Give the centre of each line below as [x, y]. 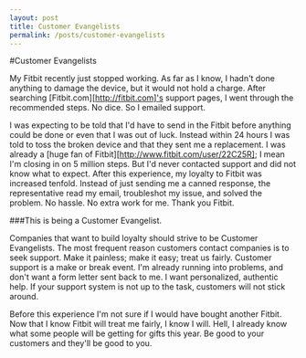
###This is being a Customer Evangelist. [86, 221]
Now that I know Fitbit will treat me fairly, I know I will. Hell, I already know [148, 324]
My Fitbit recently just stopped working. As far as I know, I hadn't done [142, 79]
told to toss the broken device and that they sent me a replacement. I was [148, 145]
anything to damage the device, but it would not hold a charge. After [138, 89]
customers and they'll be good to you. [81, 343]
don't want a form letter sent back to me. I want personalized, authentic [144, 277]
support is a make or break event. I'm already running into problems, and [147, 268]
